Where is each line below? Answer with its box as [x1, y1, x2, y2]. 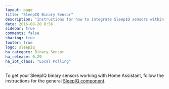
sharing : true [5, 36, 35, 41]
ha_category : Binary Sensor [5, 49, 65, 54]
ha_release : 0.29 [5, 54, 42, 59]
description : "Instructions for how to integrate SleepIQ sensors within [5, 17, 164, 22]
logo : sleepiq [5, 45, 35, 50]
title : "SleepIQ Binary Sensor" [5, 12, 73, 17]
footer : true [5, 40, 33, 45]
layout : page [5, 7, 33, 13]
